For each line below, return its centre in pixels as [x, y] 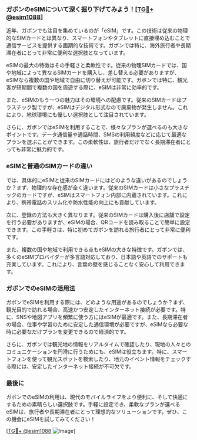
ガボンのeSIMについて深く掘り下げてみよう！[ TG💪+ [80, 9]
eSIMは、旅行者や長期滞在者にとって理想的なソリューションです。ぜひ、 [94, 412]
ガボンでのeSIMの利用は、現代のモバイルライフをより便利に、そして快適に [97, 397]
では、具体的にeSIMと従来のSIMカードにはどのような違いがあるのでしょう [97, 180]
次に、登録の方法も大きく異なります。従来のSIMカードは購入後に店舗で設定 [98, 215]
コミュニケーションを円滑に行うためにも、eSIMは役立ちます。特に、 [89, 352]
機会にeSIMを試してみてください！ [53, 419]
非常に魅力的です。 [44, 149]
